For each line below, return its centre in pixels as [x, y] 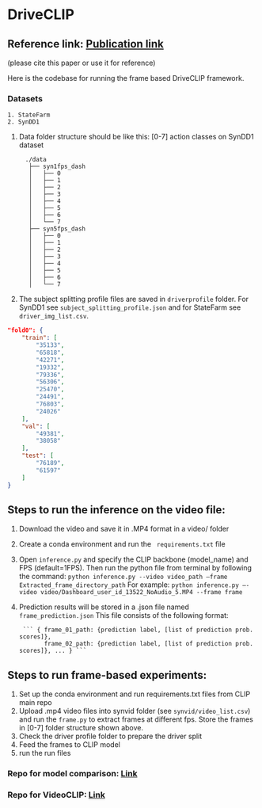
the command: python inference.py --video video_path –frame [123, 577]
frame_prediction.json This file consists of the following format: [123, 616]
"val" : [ [36, 426]
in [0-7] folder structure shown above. [81, 728]
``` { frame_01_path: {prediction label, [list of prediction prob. [138, 630]
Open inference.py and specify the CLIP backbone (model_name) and [133, 559]
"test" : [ [38, 456]
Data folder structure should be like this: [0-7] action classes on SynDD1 [136, 137]
